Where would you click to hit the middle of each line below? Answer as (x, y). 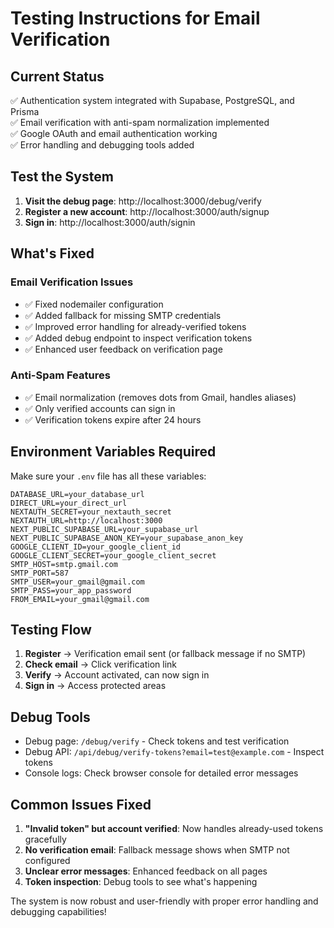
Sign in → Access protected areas (95, 686)
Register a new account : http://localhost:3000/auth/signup (147, 211)
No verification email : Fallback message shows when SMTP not (157, 850)
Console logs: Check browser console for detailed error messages (161, 773)
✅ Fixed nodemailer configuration (94, 304)
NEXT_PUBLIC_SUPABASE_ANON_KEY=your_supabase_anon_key (127, 538)
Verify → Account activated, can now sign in (117, 675)
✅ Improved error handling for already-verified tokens (135, 326)
